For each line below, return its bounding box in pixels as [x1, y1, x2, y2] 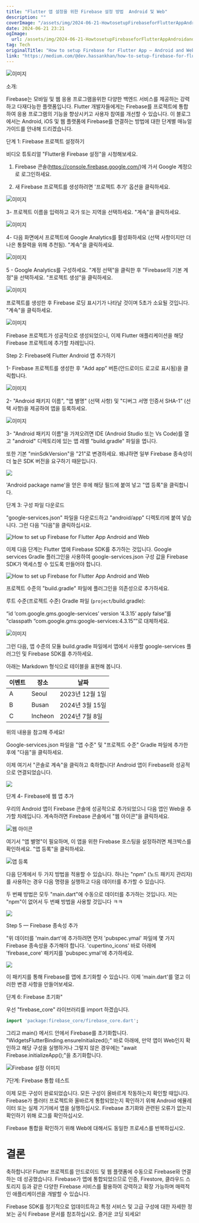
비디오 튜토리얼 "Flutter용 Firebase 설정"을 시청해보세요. [6, 150, 138, 158]
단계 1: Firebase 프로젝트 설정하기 [6, 137, 85, 145]
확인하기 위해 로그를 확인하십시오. [6, 1112, 84, 1119]
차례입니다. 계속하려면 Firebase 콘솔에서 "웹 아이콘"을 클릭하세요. [17, 813, 170, 820]
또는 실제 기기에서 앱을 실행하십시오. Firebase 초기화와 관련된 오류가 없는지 [17, 1104, 191, 1111]
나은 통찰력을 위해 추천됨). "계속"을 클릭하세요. [6, 241, 114, 248]
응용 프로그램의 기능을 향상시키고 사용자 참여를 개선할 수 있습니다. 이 [17, 110, 175, 117]
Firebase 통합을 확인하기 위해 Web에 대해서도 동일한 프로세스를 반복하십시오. [6, 1124, 185, 1131]
